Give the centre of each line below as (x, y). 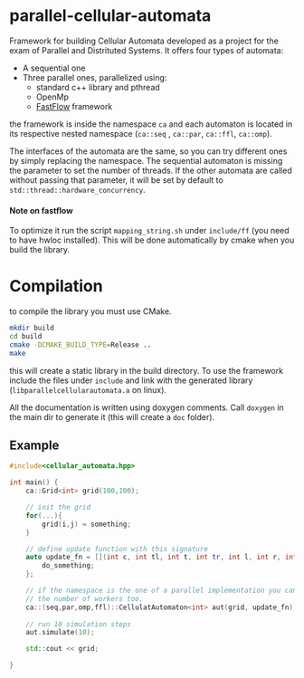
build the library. (40, 250)
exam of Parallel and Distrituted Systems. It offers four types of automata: (147, 50)
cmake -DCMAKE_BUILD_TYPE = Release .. (81, 345)
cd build (26, 336)
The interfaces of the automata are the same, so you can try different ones (148, 151)
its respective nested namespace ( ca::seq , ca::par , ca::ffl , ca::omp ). (141, 133)
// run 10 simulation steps (78, 624)
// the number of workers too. (85, 598)
